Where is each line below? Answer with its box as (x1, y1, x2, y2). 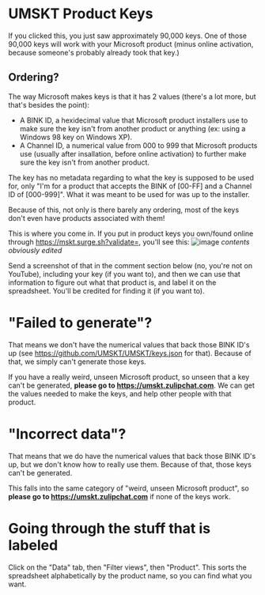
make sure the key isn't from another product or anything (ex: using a (19, 123, 246, 133)
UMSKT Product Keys (8, 5, 153, 23)
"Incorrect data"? (8, 425, 127, 443)
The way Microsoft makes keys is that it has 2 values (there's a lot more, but (8, 92, 256, 101)
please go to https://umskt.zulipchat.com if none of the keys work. (8, 491, 231, 501)
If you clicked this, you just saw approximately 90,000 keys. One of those (8, 31, 248, 40)
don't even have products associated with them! (8, 213, 165, 222)
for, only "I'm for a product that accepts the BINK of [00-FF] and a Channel (8, 181, 252, 191)
